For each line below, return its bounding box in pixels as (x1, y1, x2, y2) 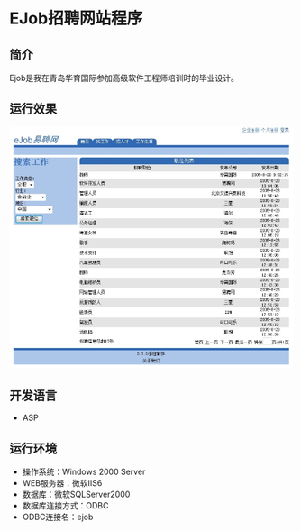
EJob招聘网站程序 (9, 8, 143, 29)
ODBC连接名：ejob (22, 511, 94, 522)
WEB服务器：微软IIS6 (22, 477, 103, 488)
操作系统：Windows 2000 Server (22, 466, 146, 477)
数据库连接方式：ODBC (22, 499, 109, 510)
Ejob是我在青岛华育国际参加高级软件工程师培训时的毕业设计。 (9, 73, 239, 83)
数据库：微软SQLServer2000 (22, 489, 131, 499)
